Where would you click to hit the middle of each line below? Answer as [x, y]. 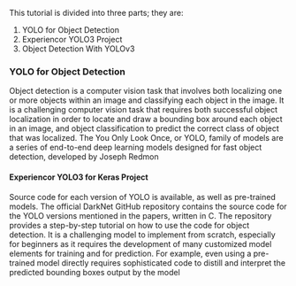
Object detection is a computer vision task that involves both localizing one [146, 91]
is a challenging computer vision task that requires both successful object [144, 110]
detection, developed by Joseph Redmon [84, 157]
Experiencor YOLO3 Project [72, 39]
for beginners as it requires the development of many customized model [140, 243]
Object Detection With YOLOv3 [78, 49]
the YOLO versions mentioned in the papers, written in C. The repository [140, 215]
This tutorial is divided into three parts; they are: [96, 13]
